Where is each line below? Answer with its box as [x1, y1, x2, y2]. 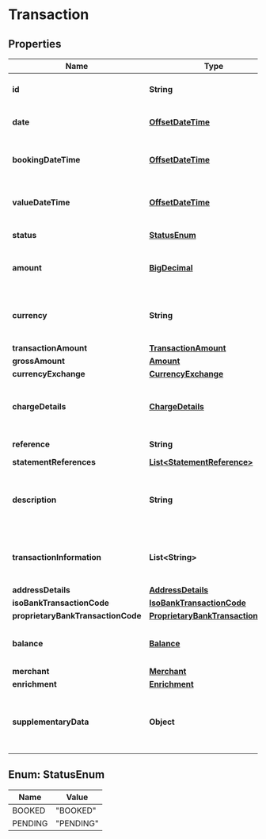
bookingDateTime [12, 155, 81, 165]
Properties [8, 37, 62, 51]
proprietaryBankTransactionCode [12, 611, 142, 621]
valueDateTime [12, 197, 70, 208]
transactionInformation [12, 552, 101, 562]
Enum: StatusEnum [8, 768, 105, 782]
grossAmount [12, 355, 66, 366]
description [12, 494, 57, 505]
